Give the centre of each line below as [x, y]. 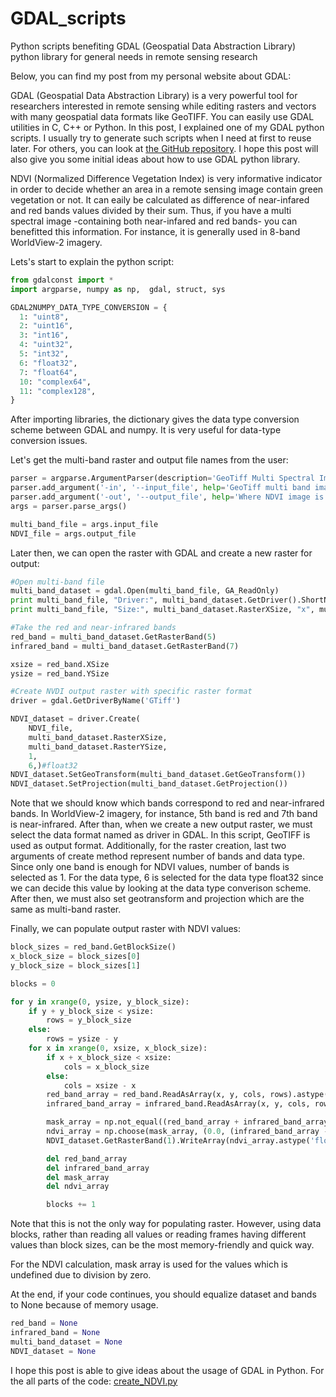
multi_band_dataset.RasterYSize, [98, 747]
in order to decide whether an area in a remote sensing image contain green [167, 189]
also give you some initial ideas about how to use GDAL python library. [155, 159]
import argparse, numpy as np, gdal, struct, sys [118, 289]
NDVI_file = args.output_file [73, 533]
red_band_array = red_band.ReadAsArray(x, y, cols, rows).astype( [187, 1095]
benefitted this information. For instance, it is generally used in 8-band [155, 231]
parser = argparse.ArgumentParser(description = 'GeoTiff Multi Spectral [162, 478]
